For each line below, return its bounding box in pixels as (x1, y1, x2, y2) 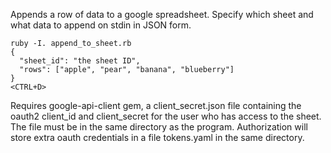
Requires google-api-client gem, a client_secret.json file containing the (10, 100, 302, 111)
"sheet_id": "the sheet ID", (19, 56, 141, 66)
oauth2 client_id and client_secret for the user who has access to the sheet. (10, 110, 322, 122)
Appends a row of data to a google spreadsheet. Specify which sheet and (10, 9, 314, 20)
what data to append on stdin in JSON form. (10, 19, 192, 31)
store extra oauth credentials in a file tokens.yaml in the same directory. (10, 132, 305, 143)
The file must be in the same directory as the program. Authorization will (10, 121, 308, 133)
